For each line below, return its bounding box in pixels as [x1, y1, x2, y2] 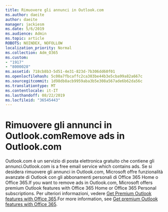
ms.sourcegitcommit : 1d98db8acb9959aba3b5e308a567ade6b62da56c [5, 78, 143, 84]
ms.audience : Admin [5, 31, 47, 36]
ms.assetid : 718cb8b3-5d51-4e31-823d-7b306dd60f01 [5, 69, 115, 74]
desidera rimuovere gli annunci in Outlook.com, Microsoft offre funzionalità [5, 169, 163, 175]
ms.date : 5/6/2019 [5, 26, 44, 32]
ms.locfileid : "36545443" [5, 97, 60, 102]
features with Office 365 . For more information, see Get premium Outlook [5, 196, 158, 202]
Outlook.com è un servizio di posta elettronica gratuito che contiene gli [5, 158, 155, 164]
